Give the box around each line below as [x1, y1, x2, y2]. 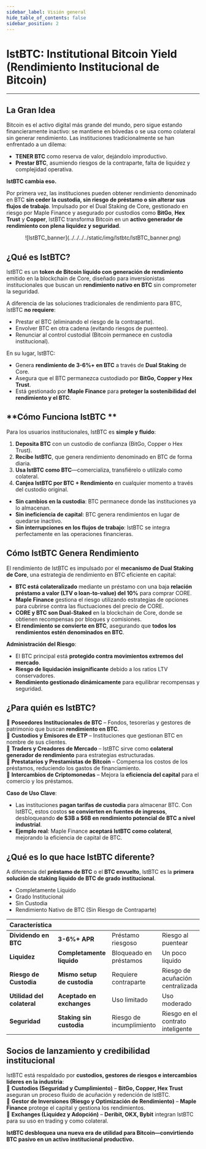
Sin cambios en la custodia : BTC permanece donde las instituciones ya [15, 497, 196, 505]
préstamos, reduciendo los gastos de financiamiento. [6, 765, 141, 772]
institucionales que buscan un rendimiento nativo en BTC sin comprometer [6, 281, 197, 289]
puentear [161, 939, 188, 948]
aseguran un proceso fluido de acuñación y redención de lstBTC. [6, 1091, 170, 1098]
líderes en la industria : [6, 1078, 64, 1085]
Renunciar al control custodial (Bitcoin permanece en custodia [15, 331, 173, 338]
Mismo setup [58, 970, 97, 979]
